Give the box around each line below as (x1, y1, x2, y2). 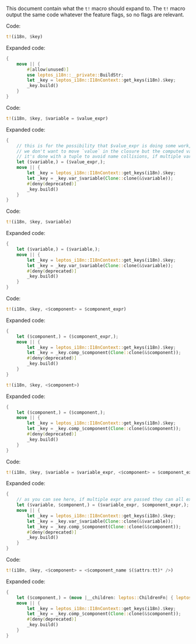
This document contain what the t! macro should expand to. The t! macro (6, 5, 185, 12)
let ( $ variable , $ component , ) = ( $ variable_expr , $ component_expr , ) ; (16, 502, 190, 508)
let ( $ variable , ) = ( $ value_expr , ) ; (16, 159, 106, 165)
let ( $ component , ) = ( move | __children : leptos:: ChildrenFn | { (16, 594, 174, 601)
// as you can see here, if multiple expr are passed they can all (16, 497, 184, 503)
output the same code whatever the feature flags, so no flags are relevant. (6, 11, 185, 18)
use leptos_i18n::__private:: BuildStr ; (27, 72, 124, 78)
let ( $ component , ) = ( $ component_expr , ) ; (16, 333, 118, 340)
